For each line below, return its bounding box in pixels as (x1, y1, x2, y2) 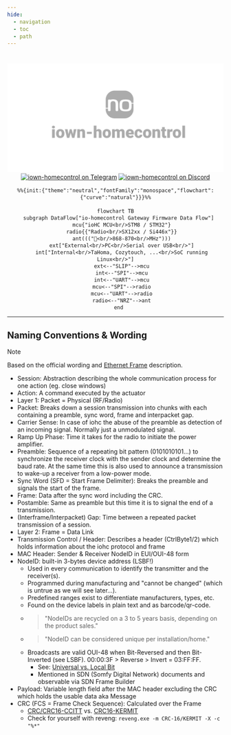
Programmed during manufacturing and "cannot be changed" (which (27, 579, 223, 588)
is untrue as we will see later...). (27, 586, 117, 595)
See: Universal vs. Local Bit (37, 663, 115, 671)
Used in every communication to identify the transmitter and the (27, 564, 209, 573)
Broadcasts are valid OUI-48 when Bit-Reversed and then (27, 648, 190, 657)
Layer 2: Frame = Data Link (16, 528, 94, 536)
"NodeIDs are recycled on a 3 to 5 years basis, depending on (44, 615, 218, 623)
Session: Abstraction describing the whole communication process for (16, 374, 217, 383)
